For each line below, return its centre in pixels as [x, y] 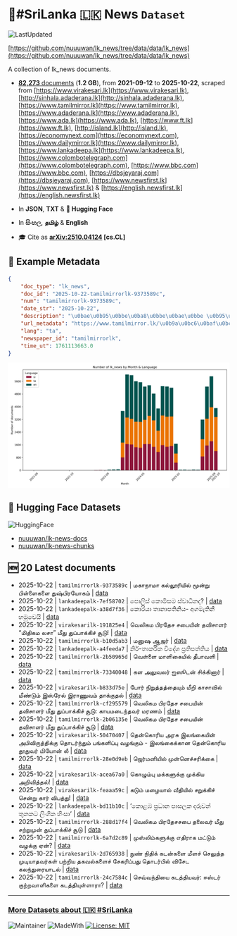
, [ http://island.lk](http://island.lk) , [119, 128]
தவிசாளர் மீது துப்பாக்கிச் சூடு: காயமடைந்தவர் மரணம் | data [99, 710]
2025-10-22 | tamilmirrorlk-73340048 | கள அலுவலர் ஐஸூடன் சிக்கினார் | [121, 672]
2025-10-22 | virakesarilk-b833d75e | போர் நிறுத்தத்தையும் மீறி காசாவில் [120, 687]
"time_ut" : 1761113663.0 [57, 346]
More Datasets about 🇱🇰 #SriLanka [70, 910]
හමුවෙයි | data [39, 617]
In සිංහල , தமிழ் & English [53, 222]
